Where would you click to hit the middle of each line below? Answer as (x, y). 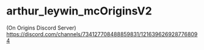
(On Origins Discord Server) (41, 28)
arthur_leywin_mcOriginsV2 (79, 11)
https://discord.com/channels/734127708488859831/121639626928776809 (102, 34)
